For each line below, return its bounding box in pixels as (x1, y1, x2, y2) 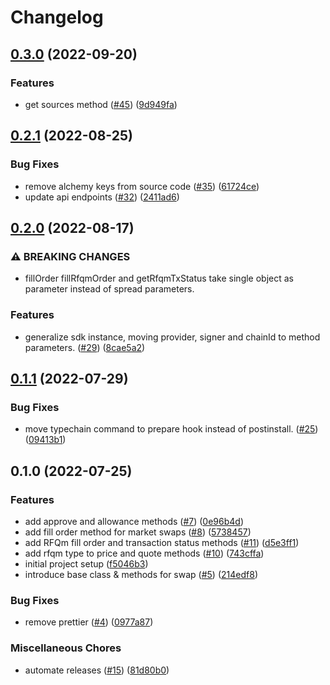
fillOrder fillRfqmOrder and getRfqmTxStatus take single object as (24, 272, 294, 285)
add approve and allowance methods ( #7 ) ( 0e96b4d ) (24, 515, 245, 527)
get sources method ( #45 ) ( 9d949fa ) (24, 98, 178, 110)
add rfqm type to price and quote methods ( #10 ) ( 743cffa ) (24, 547, 265, 559)
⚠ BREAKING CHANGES (10, 249, 131, 263)
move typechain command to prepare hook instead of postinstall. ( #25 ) (24, 423, 319, 435)
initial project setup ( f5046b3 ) (24, 557, 149, 570)
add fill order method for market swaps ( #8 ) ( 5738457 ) (24, 526, 252, 538)
